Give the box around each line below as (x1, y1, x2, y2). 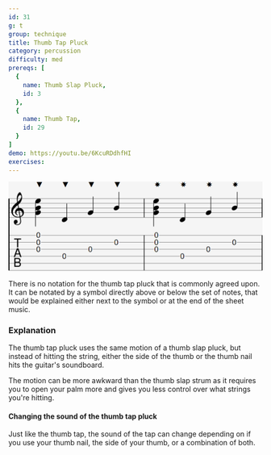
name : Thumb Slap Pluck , (23, 81, 106, 89)
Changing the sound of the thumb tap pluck (8, 411, 157, 421)
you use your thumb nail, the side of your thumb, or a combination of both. (8, 438, 256, 448)
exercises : (8, 157, 45, 165)
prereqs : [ (8, 65, 45, 73)
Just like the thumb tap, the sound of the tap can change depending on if (8, 429, 252, 439)
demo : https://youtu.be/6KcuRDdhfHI (8, 149, 131, 157)
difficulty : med (8, 56, 63, 64)
